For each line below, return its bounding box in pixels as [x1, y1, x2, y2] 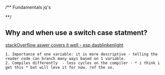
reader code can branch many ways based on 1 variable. [5, 56, 126, 61]
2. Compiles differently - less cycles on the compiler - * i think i [5, 60, 160, 65]
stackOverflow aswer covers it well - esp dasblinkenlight [5, 42, 123, 48]
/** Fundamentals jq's [5, 5, 51, 10]
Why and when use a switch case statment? [5, 29, 148, 37]
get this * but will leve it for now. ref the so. [5, 65, 115, 70]
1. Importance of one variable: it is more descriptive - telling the [5, 51, 158, 57]
